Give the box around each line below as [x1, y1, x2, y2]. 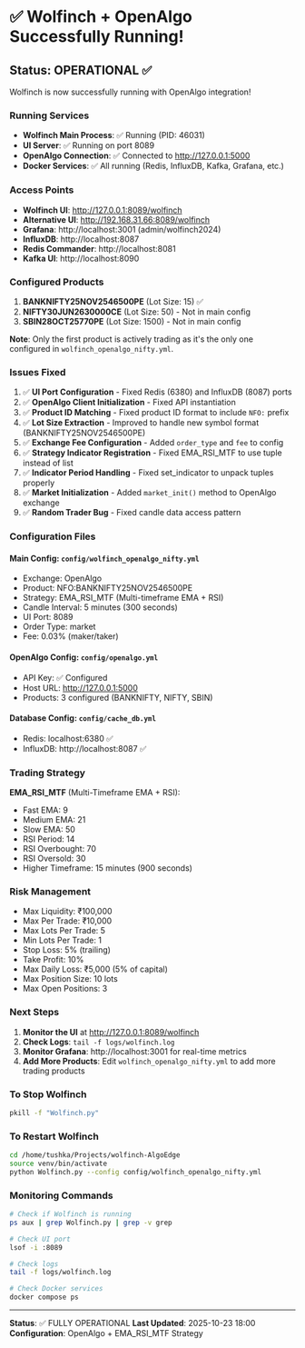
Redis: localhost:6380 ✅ [22, 733, 113, 744]
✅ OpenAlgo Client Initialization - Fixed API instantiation [22, 397, 236, 408]
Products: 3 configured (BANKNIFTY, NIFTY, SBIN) [22, 692, 213, 703]
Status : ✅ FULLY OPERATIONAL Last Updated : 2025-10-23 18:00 [9, 1318, 256, 1328]
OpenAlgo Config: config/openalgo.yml [9, 652, 159, 663]
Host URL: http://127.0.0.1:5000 [22, 682, 139, 693]
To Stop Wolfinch [9, 1088, 88, 1101]
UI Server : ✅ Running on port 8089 [22, 140, 155, 151]
